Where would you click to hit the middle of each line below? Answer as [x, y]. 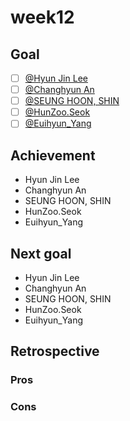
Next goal [41, 253]
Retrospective [55, 351]
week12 [42, 17]
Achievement [53, 155]
